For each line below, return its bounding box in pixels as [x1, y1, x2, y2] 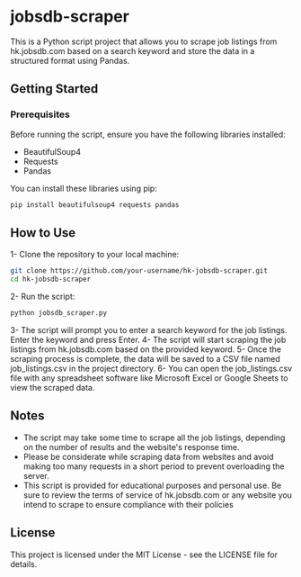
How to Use [10, 225, 76, 240]
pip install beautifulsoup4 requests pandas [10, 200, 180, 209]
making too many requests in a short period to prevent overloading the [22, 461, 285, 472]
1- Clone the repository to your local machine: [10, 249, 180, 260]
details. [10, 558, 38, 569]
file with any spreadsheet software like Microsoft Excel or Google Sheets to [10, 372, 288, 383]
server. [22, 470, 50, 481]
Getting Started [10, 81, 99, 96]
